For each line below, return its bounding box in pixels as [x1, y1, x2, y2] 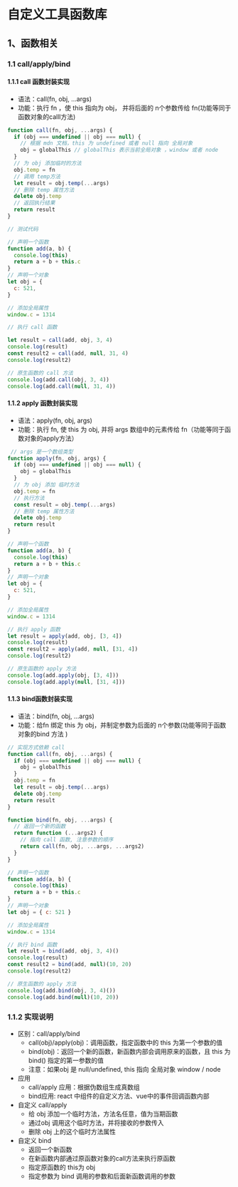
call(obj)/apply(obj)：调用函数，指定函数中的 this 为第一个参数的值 [28, 1038, 223, 1047]
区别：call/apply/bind [17, 1029, 80, 1037]
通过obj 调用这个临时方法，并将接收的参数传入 [28, 1118, 164, 1126]
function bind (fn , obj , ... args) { [7, 817, 113, 824]
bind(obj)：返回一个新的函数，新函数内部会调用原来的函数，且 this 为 [28, 1047, 231, 1055]
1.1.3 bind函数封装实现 [7, 695, 73, 703]
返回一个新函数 [28, 1145, 72, 1154]
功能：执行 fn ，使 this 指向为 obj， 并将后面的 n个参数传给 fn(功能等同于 [17, 103, 232, 112]
